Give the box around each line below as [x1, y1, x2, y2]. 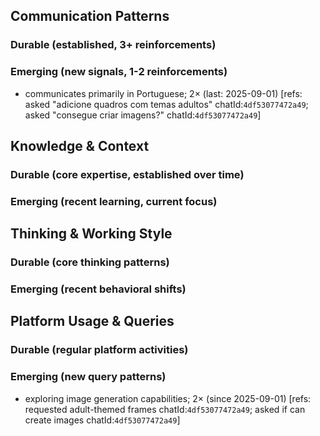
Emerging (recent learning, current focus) [10, 194, 218, 208]
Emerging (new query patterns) [10, 370, 167, 384]
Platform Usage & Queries [10, 313, 175, 330]
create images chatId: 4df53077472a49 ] [24, 414, 181, 426]
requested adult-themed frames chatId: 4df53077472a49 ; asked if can [24, 403, 306, 415]
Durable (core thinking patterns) [10, 255, 170, 269]
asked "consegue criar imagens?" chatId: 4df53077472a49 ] [24, 109, 262, 121]
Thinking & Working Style [10, 225, 173, 243]
